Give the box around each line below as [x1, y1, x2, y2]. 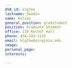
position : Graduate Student [5, 25, 61, 30]
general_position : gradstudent [5, 20, 68, 25]
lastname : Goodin [5, 11, 40, 16]
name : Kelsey [5, 16, 31, 21]
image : [5, 43, 18, 47]
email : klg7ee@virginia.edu [5, 38, 61, 43]
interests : [5, 51, 27, 57]
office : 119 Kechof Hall [5, 29, 55, 34]
